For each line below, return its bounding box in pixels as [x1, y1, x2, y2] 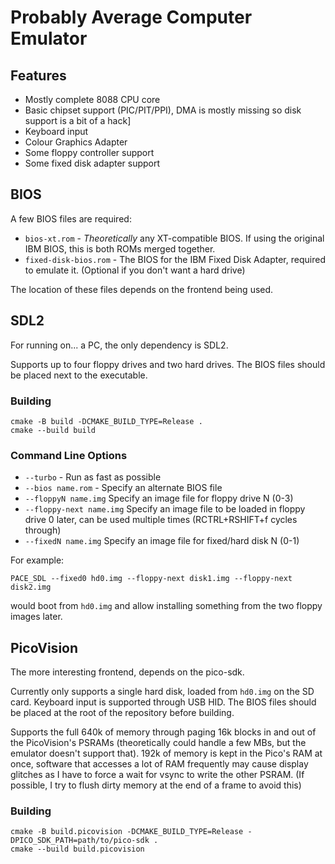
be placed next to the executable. [10, 369, 148, 381]
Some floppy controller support [24, 147, 155, 158]
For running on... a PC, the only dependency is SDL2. [10, 339, 229, 351]
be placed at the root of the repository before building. [10, 707, 235, 719]
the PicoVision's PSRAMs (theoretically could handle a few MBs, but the [10, 737, 307, 749]
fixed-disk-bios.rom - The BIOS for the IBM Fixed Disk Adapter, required [24, 253, 326, 265]
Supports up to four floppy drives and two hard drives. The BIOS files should [10, 358, 326, 370]
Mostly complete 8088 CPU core [24, 94, 161, 105]
